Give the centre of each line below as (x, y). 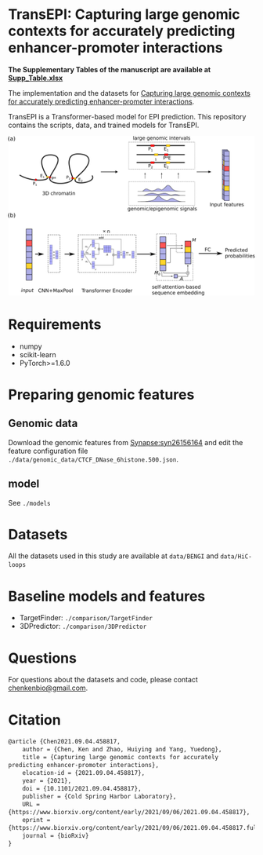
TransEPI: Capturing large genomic (124, 15)
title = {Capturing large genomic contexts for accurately (121, 758)
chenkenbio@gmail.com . (48, 688)
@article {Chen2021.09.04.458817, (65, 742)
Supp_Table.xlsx (36, 78)
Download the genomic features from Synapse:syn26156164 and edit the (126, 442)
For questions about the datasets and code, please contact (103, 680)
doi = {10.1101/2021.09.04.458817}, (82, 789)
